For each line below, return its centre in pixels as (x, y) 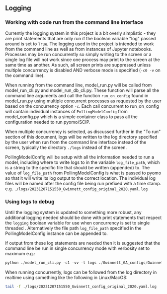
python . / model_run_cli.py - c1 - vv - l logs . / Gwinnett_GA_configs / (77, 263)
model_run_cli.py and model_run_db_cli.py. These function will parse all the (82, 90)
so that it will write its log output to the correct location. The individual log (80, 178)
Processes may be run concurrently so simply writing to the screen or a (78, 54)
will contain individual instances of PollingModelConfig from (66, 111)
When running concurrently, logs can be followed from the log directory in (81, 272)
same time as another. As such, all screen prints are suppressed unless (78, 65)
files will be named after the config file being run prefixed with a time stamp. (83, 183)
